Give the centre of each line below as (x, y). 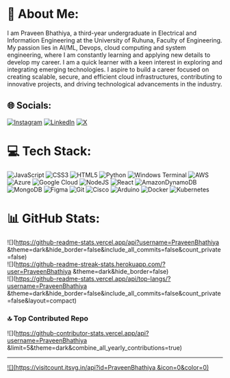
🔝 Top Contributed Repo (48, 318)
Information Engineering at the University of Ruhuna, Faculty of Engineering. (115, 40)
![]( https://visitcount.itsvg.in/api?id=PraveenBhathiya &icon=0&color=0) (108, 367)
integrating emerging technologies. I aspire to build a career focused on (108, 69)
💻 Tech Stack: (49, 151)
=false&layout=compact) (42, 300)
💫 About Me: (43, 14)
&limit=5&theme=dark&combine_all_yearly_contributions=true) (95, 347)
